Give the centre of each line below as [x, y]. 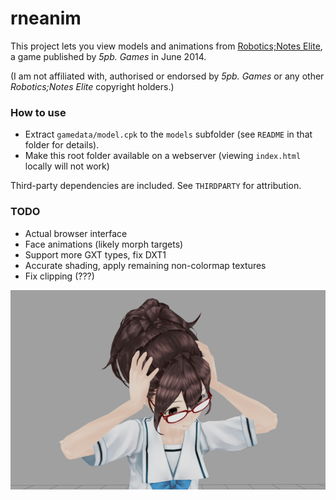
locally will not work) [67, 166]
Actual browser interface [76, 233]
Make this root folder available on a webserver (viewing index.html [163, 156]
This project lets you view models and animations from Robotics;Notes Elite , [166, 46]
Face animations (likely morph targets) [104, 244]
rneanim [46, 18]
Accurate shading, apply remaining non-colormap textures [145, 265]
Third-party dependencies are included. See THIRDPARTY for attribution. [156, 186]
